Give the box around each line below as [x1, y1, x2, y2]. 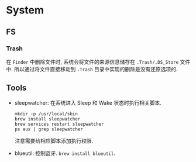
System [6, 4, 44, 17]
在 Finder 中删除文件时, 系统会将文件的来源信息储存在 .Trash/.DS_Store [6, 58, 179, 65]
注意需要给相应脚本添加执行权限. [14, 137, 94, 144]
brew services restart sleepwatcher [14, 121, 104, 127]
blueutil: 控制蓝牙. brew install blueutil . [14, 150, 116, 157]
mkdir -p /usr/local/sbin [14, 111, 78, 117]
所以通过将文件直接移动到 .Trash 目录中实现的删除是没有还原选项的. [13, 66, 178, 73]
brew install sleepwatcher [14, 116, 81, 122]
